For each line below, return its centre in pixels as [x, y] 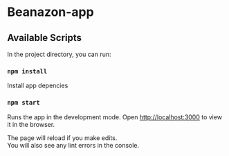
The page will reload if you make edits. [62, 138]
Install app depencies [38, 86]
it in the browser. [31, 124]
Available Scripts [44, 38]
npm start [24, 103]
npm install [27, 71]
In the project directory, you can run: [59, 54]
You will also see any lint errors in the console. [73, 145]
